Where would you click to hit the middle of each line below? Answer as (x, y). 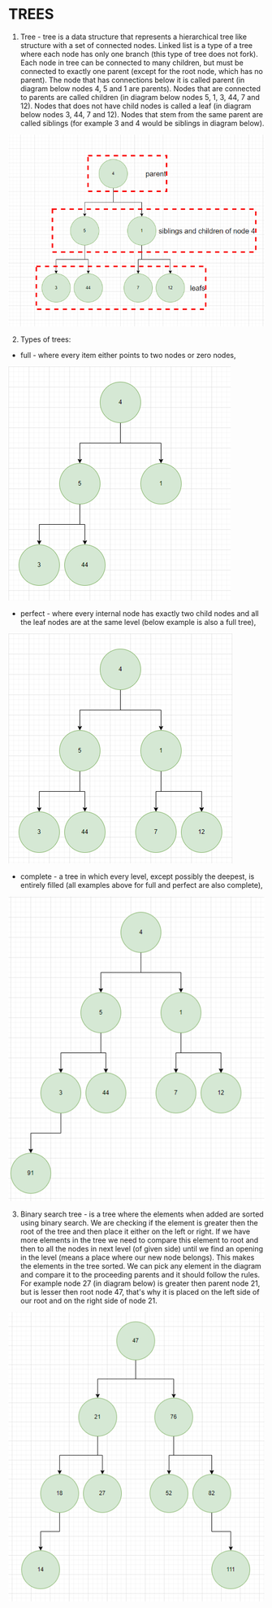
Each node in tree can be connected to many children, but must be (132, 63)
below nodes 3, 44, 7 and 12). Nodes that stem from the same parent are (142, 114)
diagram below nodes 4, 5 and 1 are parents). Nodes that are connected (140, 88)
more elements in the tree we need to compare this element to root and (139, 1240)
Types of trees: (45, 339)
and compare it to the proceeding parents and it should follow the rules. (140, 1275)
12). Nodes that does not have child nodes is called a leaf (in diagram (136, 106)
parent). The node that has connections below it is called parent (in (132, 80)
